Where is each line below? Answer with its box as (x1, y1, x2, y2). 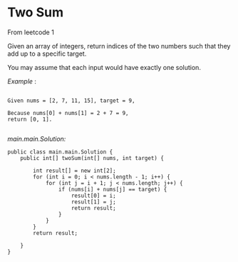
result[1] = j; (71, 198, 116, 206)
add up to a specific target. (7, 49, 87, 58)
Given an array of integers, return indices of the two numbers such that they (7, 41, 231, 50)
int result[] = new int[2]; (33, 167, 116, 174)
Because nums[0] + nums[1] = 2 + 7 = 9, (7, 109, 130, 116)
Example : (7, 76, 37, 86)
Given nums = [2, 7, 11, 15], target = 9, (7, 97, 135, 104)
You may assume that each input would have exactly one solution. (7, 63, 202, 71)
